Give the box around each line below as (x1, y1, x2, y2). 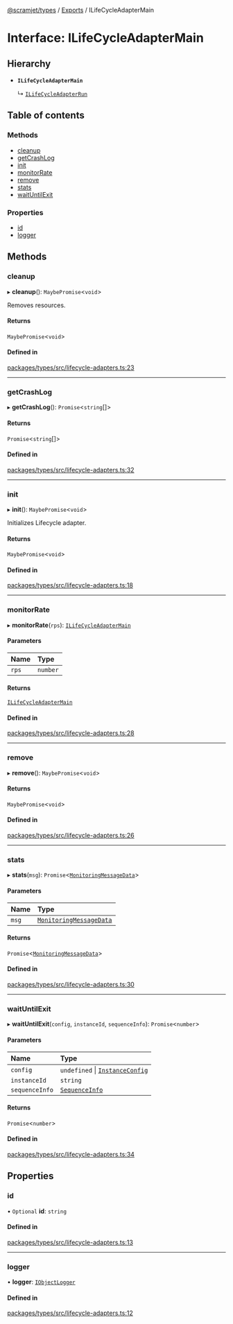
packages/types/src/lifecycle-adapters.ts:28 (7, 729, 135, 737)
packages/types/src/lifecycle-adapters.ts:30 (7, 981, 135, 988)
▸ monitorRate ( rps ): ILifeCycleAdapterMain (7, 621, 131, 629)
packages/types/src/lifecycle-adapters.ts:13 (7, 1238, 134, 1246)
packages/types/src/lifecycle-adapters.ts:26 (7, 832, 135, 840)
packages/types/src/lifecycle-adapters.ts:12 (7, 1309, 133, 1317)
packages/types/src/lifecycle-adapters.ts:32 (7, 465, 135, 474)
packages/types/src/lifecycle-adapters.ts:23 (7, 363, 135, 372)
